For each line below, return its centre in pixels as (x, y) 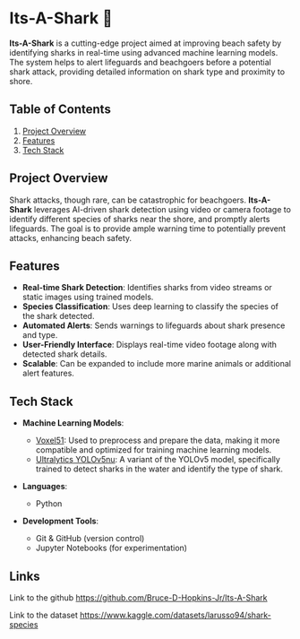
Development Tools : (60, 521)
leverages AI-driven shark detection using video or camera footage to (163, 209)
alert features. (48, 373)
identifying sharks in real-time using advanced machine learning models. (144, 52)
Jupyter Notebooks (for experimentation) (111, 548)
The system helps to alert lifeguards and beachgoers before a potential (140, 62)
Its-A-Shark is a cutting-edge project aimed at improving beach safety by (146, 43)
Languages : (45, 487)
